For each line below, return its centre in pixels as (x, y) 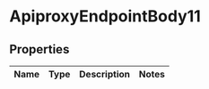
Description (104, 74)
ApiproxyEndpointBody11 (105, 16)
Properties (39, 49)
